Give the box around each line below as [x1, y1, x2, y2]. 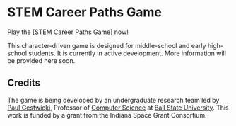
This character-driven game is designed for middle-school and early [7, 41, 206, 50]
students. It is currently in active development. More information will [28, 49, 226, 57]
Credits [7, 77, 41, 89]
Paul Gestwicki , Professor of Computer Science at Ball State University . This [7, 103, 230, 112]
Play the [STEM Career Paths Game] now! [7, 28, 129, 36]
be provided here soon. [7, 56, 76, 64]
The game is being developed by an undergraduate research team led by [7, 96, 220, 104]
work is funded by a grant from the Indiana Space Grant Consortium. [7, 110, 207, 119]
